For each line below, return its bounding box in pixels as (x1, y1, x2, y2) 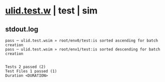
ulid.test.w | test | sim (5, 5, 98, 16)
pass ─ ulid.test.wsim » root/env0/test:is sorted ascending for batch (5, 38, 158, 43)
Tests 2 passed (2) (5, 64, 46, 69)
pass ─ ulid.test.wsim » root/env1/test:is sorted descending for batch (5, 47, 160, 52)
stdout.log (5, 25, 39, 33)
